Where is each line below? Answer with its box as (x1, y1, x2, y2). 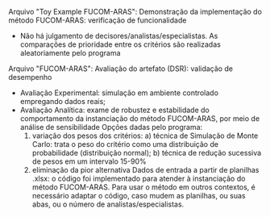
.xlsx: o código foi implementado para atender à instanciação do (31, 173, 246, 183)
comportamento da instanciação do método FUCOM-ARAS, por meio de (19, 114, 260, 123)
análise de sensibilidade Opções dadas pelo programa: (19, 123, 203, 131)
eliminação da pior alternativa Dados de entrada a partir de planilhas (31, 165, 260, 174)
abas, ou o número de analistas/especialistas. (31, 199, 185, 209)
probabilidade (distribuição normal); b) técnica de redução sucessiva (31, 148, 262, 157)
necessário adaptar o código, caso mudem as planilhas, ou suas (31, 191, 246, 200)
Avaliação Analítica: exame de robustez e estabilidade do (19, 105, 210, 115)
